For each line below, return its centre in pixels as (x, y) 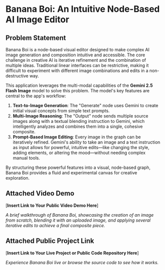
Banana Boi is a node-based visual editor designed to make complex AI (78, 50)
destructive (17, 76)
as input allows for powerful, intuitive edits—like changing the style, (81, 147)
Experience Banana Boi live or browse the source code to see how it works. (82, 262)
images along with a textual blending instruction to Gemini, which (79, 121)
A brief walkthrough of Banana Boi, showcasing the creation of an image (80, 215)
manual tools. (26, 158)
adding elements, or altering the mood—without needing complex (79, 153)
